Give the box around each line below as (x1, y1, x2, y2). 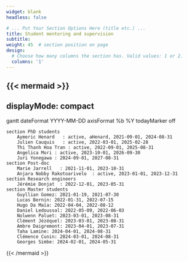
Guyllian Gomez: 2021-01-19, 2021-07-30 (17, 191, 119, 198)
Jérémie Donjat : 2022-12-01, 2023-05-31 (17, 181, 125, 187)
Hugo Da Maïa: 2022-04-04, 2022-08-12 (17, 202, 114, 208)
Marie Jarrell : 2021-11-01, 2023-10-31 (17, 165, 125, 171)
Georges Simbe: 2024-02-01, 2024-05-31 (17, 239, 117, 245)
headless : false (6, 14, 47, 20)
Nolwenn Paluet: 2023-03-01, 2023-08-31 (17, 212, 119, 219)
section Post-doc (6, 160, 50, 166)
